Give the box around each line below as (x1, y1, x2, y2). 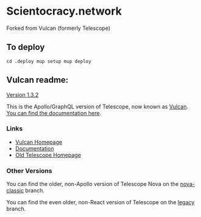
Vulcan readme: (6, 75, 69, 85)
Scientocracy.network (6, 4, 122, 18)
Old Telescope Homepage (15, 151, 81, 158)
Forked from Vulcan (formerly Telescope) (6, 24, 111, 32)
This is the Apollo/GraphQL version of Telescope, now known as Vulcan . (6, 102, 189, 110)
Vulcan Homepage (15, 138, 62, 146)
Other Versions (6, 166, 53, 175)
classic (6, 187, 24, 194)
